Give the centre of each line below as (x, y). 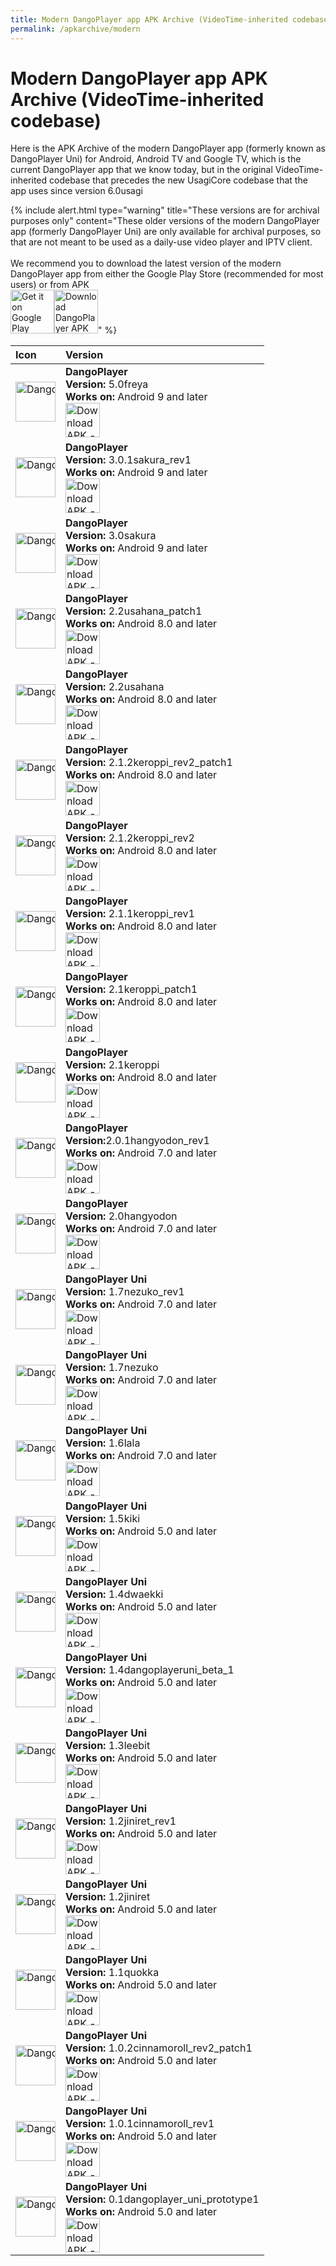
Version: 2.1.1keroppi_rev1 (130, 914)
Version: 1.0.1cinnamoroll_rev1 (140, 2124)
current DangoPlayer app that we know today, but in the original (141, 170)
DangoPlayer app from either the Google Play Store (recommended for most (167, 274)
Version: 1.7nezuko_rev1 (125, 1292)
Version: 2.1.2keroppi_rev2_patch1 (149, 763)
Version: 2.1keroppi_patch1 (131, 989)
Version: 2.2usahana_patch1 (134, 611)
